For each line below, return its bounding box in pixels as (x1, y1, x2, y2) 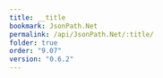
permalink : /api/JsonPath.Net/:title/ (9, 30, 154, 39)
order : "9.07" (9, 47, 63, 56)
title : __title (9, 13, 66, 22)
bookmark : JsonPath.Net (9, 22, 99, 30)
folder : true (9, 38, 58, 48)
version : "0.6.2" (9, 55, 74, 64)
